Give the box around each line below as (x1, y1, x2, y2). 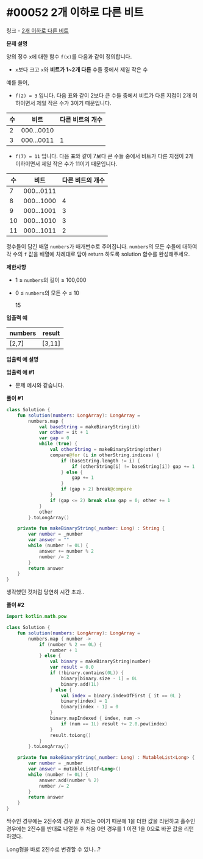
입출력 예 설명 (6, 355, 38, 363)
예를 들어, (6, 79, 29, 86)
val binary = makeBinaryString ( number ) (49, 658, 151, 665)
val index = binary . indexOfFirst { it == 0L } (60, 692, 182, 699)
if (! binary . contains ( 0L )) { (49, 670, 124, 676)
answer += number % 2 (38, 548, 94, 554)
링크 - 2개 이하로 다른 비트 (6, 27, 69, 34)
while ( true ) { (38, 440, 78, 447)
